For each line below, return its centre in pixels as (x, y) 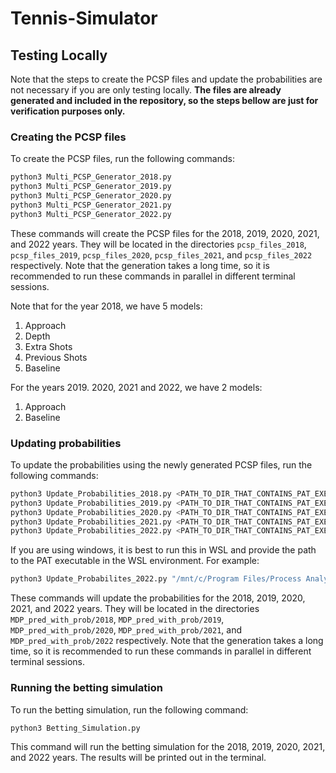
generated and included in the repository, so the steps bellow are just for (164, 100)
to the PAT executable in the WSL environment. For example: (135, 561)
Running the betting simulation (86, 688)
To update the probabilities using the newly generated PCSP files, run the (161, 464)
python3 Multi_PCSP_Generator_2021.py (91, 205)
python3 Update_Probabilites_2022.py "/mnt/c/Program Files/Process (156, 579)
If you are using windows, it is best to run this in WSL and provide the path (163, 550)
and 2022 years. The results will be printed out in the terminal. (138, 758)
